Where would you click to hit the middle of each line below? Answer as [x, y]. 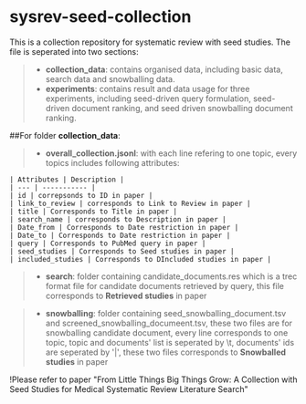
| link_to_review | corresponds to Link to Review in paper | [130, 203]
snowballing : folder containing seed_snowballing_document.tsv [166, 313]
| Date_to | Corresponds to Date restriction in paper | [120, 235]
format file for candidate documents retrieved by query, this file [165, 285]
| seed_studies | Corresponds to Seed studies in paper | [122, 251]
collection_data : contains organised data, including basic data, [164, 69]
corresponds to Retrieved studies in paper [126, 295]
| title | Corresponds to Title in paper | [94, 212]
